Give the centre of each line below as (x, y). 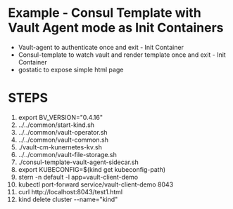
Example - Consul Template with (105, 13)
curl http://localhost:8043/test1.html (70, 191)
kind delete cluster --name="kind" (68, 199)
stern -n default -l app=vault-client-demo (78, 177)
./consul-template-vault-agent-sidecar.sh (78, 162)
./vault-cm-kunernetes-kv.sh (60, 147)
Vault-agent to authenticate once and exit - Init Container (101, 47)
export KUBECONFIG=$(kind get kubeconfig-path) (92, 169)
